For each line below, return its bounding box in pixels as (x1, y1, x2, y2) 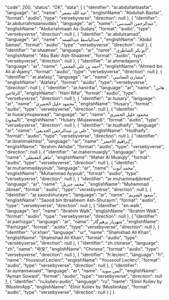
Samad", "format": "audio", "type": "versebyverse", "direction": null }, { (5, 42, 152, 47)
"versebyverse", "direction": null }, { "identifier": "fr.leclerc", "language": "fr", (5, 252, 164, 258)
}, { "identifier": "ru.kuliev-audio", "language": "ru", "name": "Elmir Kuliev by (5, 278, 162, 284)
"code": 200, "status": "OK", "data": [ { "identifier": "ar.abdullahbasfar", (5, 5, 153, 10)
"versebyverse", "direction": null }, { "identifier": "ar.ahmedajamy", (5, 58, 143, 64)
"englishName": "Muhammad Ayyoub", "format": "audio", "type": (5, 170, 140, 176)
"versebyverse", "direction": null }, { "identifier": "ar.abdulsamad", (5, 31, 141, 37)
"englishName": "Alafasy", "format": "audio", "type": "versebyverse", (5, 79, 148, 85)
